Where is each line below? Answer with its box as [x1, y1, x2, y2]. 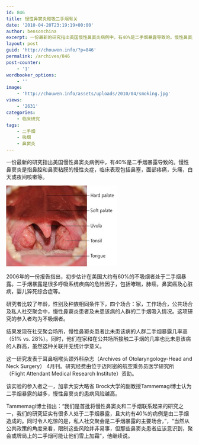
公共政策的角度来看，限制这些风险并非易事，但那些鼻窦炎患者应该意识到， [6, 425, 188, 432]
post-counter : [6, 59, 41, 65]
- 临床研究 [17, 116, 40, 121]
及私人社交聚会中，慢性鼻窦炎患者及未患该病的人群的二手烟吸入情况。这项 [6, 308, 188, 315]
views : [6, 97, 23, 103]
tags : [6, 122, 20, 128]
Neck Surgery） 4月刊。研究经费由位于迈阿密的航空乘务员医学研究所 [6, 363, 175, 370]
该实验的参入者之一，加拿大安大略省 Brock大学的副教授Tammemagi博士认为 [6, 383, 192, 389]
